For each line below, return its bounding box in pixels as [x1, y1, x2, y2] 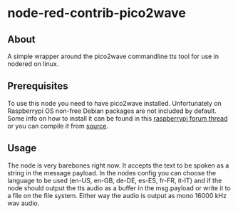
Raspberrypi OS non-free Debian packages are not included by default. [7, 106, 217, 115]
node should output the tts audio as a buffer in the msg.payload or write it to [7, 183, 232, 192]
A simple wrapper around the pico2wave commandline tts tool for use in [7, 52, 219, 60]
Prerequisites [7, 80, 68, 92]
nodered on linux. [7, 60, 59, 68]
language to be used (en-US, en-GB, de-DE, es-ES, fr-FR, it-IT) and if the [7, 176, 222, 185]
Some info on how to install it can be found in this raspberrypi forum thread [7, 114, 228, 122]
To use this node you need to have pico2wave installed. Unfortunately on [7, 99, 222, 107]
